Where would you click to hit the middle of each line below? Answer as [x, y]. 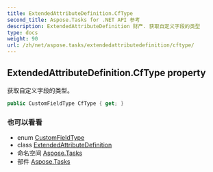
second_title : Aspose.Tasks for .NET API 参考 [74, 20]
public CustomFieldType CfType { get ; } [66, 103]
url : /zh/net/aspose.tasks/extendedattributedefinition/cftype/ [101, 45]
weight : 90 [23, 39]
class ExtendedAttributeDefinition [64, 145]
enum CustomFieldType [51, 137]
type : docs [23, 33]
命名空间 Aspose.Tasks [50, 153]
